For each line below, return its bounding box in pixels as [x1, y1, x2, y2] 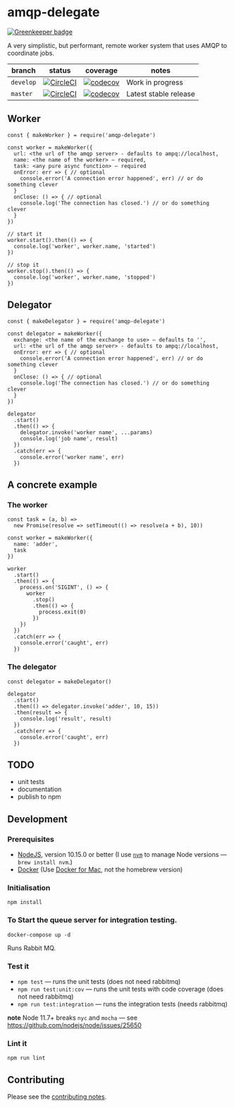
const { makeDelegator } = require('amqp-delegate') [7, 318, 166, 325]
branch [11, 65, 37, 75]
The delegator [7, 662, 57, 672]
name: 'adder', [13, 541, 58, 548]
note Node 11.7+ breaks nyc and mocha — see [7, 1013, 137, 1022]
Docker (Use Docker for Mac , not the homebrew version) [17, 865, 183, 874]
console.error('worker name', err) [20, 453, 125, 461]
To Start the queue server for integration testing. [7, 915, 178, 925]
